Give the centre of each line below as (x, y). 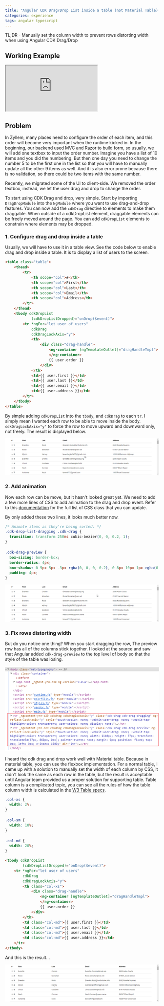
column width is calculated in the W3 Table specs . (56, 790)
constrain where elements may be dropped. (49, 224)
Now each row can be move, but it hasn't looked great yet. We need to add (80, 497)
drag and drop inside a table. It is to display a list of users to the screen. (77, 252)
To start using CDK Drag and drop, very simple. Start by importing (71, 198)
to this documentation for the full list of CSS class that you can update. (76, 507)
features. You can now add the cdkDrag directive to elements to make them (80, 208)
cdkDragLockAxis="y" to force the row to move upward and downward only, (80, 426)
